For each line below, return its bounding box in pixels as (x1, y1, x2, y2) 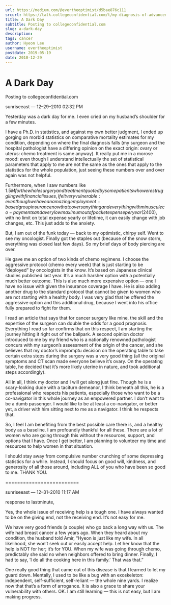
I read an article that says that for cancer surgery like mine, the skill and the (5, 315, 163, 321)
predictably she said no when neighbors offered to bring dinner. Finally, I (5, 551, 158, 558)
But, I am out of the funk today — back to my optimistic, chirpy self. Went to (5, 230, 164, 236)
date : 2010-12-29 (5, 55, 42, 60)
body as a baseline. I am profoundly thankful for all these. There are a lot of (5, 427, 163, 433)
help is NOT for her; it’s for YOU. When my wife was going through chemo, (5, 546, 161, 552)
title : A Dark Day (5, 17, 44, 22)
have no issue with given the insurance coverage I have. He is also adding (5, 283, 160, 289)
